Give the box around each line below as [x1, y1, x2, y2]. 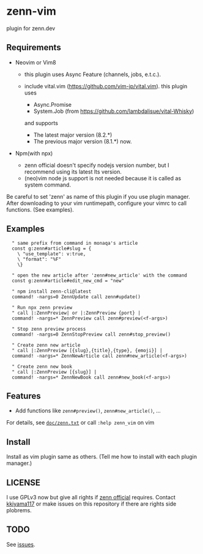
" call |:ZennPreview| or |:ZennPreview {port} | [12, 310, 141, 316]
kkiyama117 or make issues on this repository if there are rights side [6, 500, 177, 507]
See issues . [6, 541, 35, 548]
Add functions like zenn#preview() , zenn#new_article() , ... [15, 407, 161, 415]
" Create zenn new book [12, 363, 72, 369]
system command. [24, 181, 72, 188]
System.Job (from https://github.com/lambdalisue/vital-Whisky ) [33, 107, 194, 115]
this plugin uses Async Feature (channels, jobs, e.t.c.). [24, 71, 161, 78]
